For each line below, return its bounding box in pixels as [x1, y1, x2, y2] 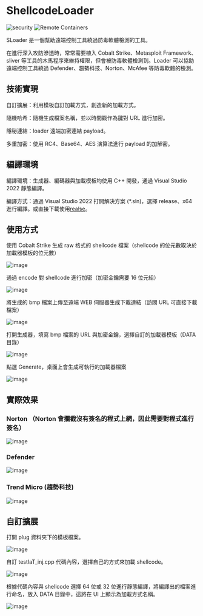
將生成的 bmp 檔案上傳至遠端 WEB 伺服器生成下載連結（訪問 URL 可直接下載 [6, 299, 198, 306]
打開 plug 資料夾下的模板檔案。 [6, 533, 84, 541]
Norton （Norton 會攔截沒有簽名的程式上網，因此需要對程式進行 [6, 414, 195, 423]
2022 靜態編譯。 [6, 184, 48, 192]
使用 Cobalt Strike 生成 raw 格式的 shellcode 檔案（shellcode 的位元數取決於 [6, 241, 197, 249]
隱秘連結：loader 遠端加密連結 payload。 [6, 127, 109, 134]
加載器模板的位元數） [6, 249, 59, 257]
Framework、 [163, 49, 197, 57]
